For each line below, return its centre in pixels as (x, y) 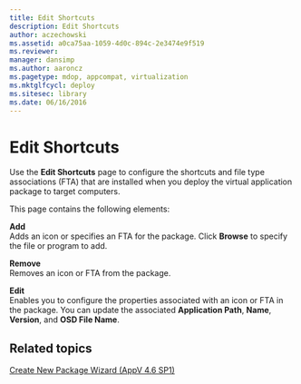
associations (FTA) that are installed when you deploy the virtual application (151, 182)
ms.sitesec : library (49, 94)
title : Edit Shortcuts (52, 18)
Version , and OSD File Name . (65, 320)
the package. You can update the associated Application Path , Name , (141, 310)
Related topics (51, 348)
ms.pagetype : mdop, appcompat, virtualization (99, 77)
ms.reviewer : (34, 52)
